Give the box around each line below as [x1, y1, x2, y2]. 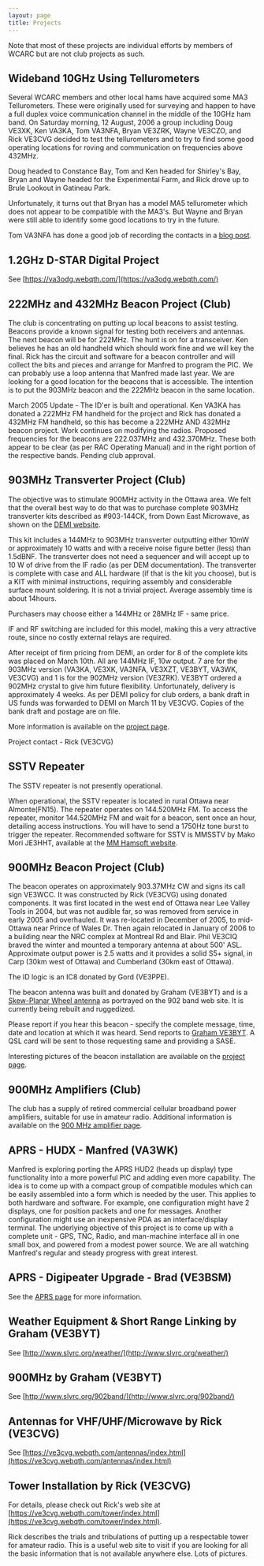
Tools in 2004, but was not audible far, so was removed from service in [8, 907, 239, 916]
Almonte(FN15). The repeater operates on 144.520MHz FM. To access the [8, 804, 248, 814]
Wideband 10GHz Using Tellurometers [8, 72, 200, 85]
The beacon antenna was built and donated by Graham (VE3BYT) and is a [8, 987, 248, 997]
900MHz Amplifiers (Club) [8, 1083, 142, 1096]
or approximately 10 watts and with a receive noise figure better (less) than [8, 543, 251, 553]
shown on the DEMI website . [8, 520, 101, 529]
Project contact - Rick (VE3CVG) [8, 736, 114, 746]
